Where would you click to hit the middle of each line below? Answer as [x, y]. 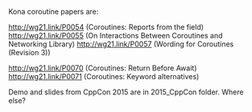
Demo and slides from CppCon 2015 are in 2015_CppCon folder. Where [126, 92]
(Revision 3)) [29, 52]
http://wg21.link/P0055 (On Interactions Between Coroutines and [116, 36]
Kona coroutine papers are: [54, 12]
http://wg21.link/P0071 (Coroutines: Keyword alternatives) [104, 76]
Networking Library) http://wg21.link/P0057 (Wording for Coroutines [121, 44]
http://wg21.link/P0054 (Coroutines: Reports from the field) [106, 27]
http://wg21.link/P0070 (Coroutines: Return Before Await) [103, 68]
